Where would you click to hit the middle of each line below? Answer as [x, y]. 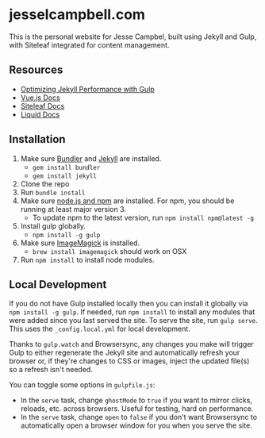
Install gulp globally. [53, 226]
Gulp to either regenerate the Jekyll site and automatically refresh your [125, 353]
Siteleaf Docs [42, 106]
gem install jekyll [65, 176]
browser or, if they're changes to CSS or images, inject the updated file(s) [129, 361]
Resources [36, 70]
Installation [37, 139]
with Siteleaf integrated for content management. [89, 44]
